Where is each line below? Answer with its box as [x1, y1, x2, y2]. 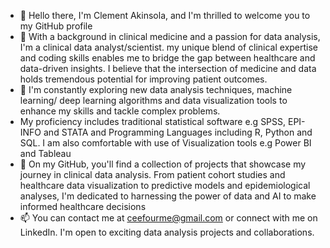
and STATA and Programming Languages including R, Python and [43, 126, 313, 138]
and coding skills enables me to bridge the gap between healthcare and [19, 52, 316, 64]
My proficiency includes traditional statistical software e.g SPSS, [19, 116, 287, 127]
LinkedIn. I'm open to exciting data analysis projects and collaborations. [19, 226, 315, 238]
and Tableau [19, 148, 72, 159]
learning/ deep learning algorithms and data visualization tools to [19, 95, 288, 106]
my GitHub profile [19, 20, 93, 32]
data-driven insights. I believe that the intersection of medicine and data [19, 63, 317, 74]
